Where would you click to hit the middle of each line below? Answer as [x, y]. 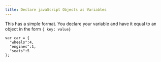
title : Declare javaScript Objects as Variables [56, 10]
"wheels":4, [22, 42]
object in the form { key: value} [38, 29]
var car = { [17, 38]
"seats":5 [19, 51]
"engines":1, [23, 46]
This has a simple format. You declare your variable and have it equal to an [81, 24]
